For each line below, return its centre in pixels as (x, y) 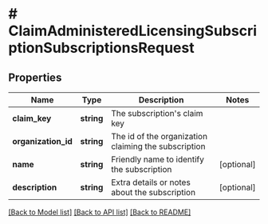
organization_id (43, 141)
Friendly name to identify (158, 159)
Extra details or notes (151, 182)
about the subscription (154, 192)
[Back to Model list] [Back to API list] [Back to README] (100, 212)
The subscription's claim (157, 113)
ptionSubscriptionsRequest (101, 48)
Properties (35, 77)
